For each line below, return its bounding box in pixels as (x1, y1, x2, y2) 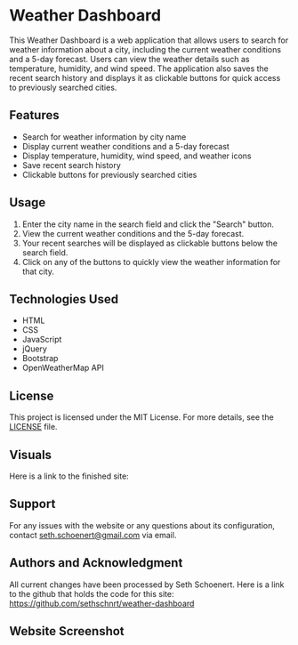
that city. (21, 266, 55, 277)
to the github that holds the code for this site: (9, 588, 174, 599)
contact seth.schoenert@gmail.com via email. (9, 529, 177, 540)
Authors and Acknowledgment (9, 555, 183, 570)
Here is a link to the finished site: (9, 471, 129, 481)
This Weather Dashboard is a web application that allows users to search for (9, 35, 289, 45)
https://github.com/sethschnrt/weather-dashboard (9, 598, 195, 609)
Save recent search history (21, 159, 122, 170)
